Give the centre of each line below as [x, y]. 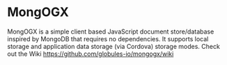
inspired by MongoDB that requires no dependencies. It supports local [108, 38]
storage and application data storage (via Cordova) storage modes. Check [114, 46]
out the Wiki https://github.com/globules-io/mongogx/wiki [91, 54]
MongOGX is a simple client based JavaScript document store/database [111, 31]
